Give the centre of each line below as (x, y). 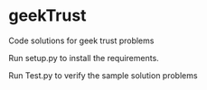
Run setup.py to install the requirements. (84, 58)
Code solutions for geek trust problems (81, 40)
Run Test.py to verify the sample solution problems (103, 75)
